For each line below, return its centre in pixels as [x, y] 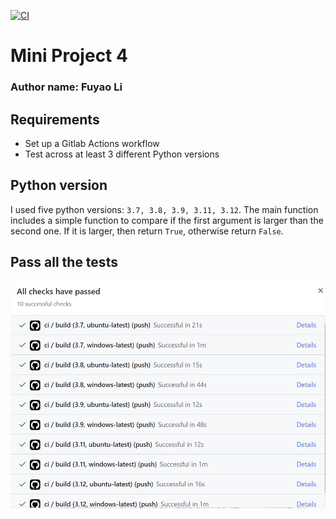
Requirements [55, 119]
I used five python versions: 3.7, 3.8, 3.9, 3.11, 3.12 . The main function [164, 209]
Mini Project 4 [69, 56]
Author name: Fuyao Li [66, 87]
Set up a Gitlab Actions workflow [92, 143]
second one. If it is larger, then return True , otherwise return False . [147, 231]
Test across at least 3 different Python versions [122, 154]
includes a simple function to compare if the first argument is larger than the [167, 220]
